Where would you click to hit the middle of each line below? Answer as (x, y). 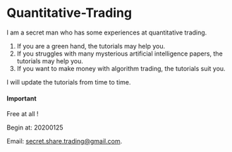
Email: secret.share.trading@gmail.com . (65, 141)
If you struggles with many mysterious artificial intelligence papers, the (120, 53)
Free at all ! (23, 114)
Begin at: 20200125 (35, 127)
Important (22, 98)
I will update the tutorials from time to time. (69, 82)
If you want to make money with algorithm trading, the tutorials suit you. (121, 68)
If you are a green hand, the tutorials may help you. (91, 46)
